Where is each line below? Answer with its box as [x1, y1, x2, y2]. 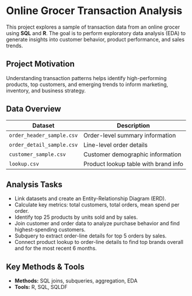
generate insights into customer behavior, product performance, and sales [6, 36, 185, 43]
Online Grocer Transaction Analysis [6, 4, 183, 18]
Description [116, 121, 151, 129]
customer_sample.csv [9, 151, 66, 157]
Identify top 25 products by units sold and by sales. [14, 214, 138, 221]
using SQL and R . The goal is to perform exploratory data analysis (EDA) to [6, 29, 186, 36]
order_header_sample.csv [9, 132, 78, 139]
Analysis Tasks [6, 180, 63, 190]
